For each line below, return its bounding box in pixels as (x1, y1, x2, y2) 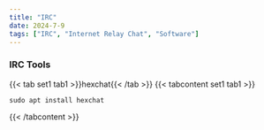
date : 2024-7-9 (9, 21, 65, 30)
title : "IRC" (9, 12, 57, 22)
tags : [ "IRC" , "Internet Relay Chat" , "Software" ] (9, 29, 200, 38)
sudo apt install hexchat (9, 96, 104, 104)
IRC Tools (9, 58, 51, 71)
